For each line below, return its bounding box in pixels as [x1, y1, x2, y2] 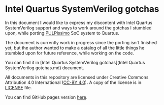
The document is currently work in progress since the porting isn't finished [5, 39, 157, 45]
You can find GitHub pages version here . [5, 94, 88, 100]
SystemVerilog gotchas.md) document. [5, 65, 85, 71]
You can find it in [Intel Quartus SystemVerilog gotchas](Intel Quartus [5, 59, 145, 65]
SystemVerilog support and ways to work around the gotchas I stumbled [5, 25, 152, 30]
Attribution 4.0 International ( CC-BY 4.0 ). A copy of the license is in [5, 79, 142, 85]
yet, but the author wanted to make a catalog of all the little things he [5, 45, 145, 51]
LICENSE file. [5, 84, 32, 90]
